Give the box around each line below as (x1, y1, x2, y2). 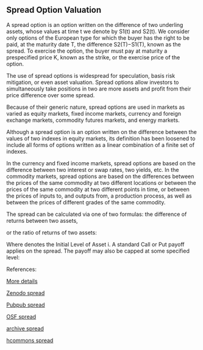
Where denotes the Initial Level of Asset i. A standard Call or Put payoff (6, 240, 185, 248)
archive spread (6, 324, 44, 332)
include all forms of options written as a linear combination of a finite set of (6, 141, 195, 149)
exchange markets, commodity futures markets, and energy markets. (6, 116, 180, 124)
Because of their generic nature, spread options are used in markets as (6, 103, 185, 111)
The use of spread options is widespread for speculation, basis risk (6, 72, 176, 79)
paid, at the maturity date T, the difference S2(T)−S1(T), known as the (6, 40, 181, 48)
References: (6, 266, 37, 273)
